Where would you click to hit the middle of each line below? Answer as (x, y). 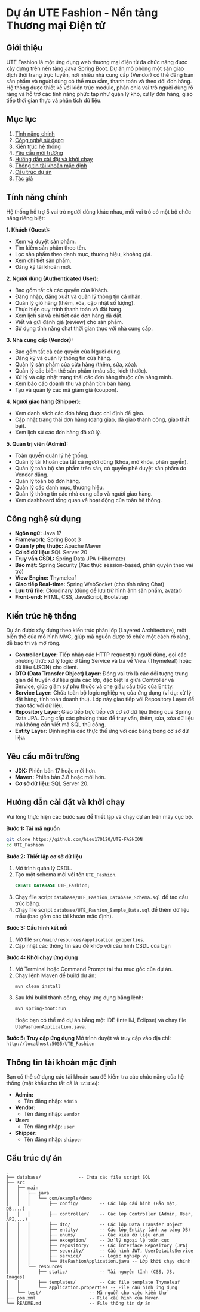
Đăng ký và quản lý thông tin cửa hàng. (63, 358)
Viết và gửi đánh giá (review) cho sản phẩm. (69, 322)
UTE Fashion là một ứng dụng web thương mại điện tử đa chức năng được (97, 62)
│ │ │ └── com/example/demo (49, 1198)
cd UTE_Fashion (25, 845)
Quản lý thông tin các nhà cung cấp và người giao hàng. (84, 493)
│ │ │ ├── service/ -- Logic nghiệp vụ (77, 1256)
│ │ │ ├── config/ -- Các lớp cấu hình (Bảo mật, (92, 1203)
